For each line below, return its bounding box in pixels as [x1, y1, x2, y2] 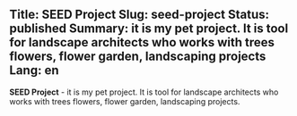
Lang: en [9, 62, 59, 79]
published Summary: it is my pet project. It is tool [9, 21, 289, 37]
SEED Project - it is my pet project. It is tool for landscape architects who [9, 87, 279, 97]
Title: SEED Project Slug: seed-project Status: [9, 7, 270, 22]
